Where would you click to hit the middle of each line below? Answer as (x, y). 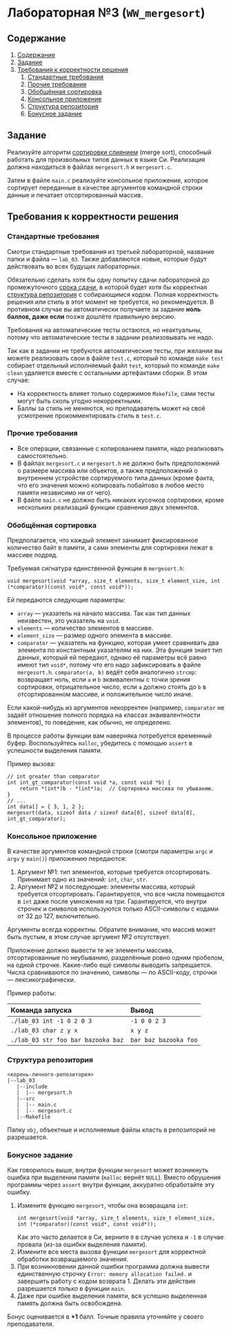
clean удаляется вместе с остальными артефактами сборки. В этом (107, 372)
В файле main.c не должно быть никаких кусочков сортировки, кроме (120, 500)
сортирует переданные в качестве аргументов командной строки (105, 188)
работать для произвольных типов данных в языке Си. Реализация (106, 159)
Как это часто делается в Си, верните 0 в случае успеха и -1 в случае (120, 1237)
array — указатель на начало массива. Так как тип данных (104, 613)
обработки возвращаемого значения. (73, 1259)
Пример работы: (32, 993)
